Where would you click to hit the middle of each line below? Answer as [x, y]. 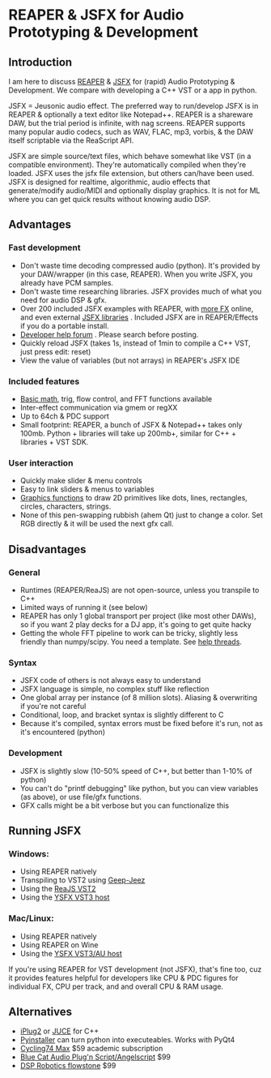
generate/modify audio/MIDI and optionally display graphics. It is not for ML [134, 191]
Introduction [40, 62]
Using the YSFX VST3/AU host [71, 953]
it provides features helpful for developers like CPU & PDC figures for [123, 977]
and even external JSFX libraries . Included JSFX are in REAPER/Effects [139, 317]
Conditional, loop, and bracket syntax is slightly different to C [122, 715]
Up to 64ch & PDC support [64, 416]
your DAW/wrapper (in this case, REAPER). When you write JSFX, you [136, 274]
